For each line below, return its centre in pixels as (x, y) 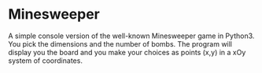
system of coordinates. (45, 61)
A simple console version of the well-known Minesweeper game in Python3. (131, 36)
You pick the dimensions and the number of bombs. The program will (120, 43)
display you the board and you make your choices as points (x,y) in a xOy (127, 52)
